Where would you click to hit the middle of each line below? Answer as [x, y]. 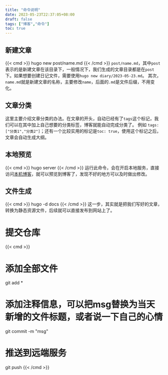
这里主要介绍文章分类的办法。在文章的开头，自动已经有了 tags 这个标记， [80, 118]
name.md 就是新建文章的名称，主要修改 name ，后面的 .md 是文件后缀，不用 [78, 82]
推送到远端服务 [36, 353]
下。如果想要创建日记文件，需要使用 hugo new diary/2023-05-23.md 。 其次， [83, 75]
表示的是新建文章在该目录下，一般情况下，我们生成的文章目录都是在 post [80, 69]
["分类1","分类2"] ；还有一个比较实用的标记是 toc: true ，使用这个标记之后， [83, 131]
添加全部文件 [32, 268]
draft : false [19, 19]
